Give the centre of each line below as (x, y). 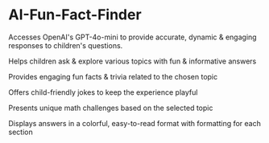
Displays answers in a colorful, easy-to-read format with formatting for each (135, 123)
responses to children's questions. (66, 45)
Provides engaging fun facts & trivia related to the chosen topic (113, 76)
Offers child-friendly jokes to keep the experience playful (103, 92)
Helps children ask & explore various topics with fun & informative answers (132, 61)
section (21, 132)
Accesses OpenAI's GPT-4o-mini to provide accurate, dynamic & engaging (132, 37)
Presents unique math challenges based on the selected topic (111, 108)
